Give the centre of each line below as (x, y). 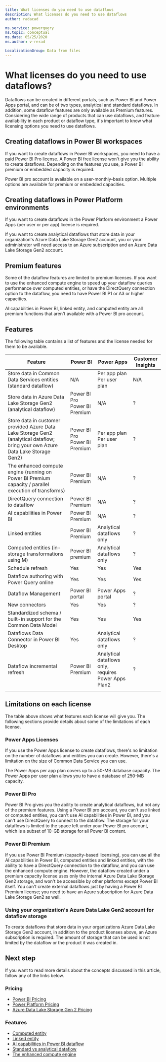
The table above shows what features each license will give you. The (75, 716)
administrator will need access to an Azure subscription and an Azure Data (81, 245)
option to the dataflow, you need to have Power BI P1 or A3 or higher (75, 294)
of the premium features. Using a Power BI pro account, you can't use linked (83, 810)
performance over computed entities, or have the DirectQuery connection (80, 288)
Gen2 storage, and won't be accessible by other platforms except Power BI (82, 881)
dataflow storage (26, 916)
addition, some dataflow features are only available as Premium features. (79, 110)
